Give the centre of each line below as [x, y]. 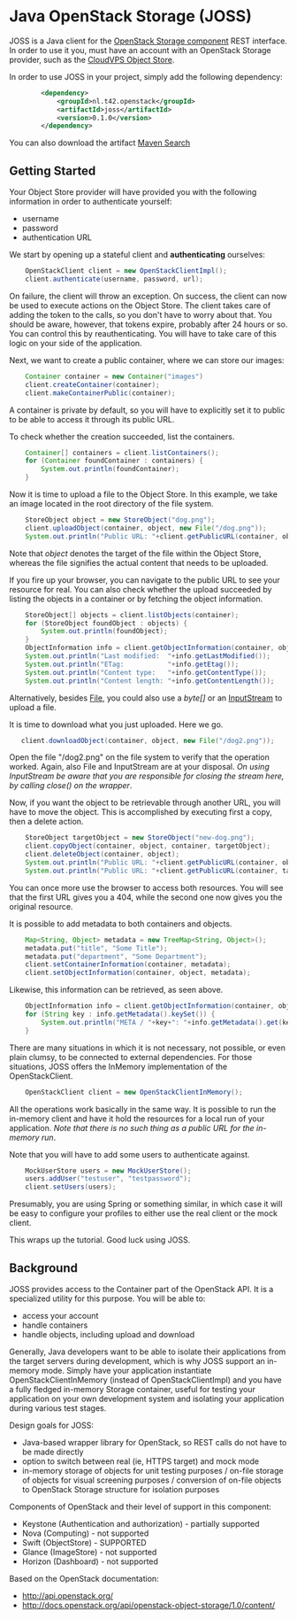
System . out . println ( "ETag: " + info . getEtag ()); [132, 664]
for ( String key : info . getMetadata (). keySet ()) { [120, 1014]
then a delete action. [46, 822]
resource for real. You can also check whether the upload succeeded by [141, 589]
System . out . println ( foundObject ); [104, 631]
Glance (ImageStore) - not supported [89, 1552]
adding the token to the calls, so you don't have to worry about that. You [141, 314]
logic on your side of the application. [76, 343]
